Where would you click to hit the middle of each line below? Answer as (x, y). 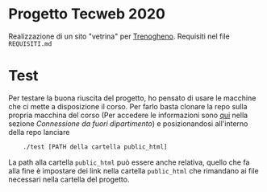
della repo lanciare (39, 132)
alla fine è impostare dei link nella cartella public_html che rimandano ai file (134, 170)
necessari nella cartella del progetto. (69, 179)
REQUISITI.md (30, 44)
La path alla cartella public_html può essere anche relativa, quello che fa (129, 162)
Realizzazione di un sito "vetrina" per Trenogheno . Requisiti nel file (119, 36)
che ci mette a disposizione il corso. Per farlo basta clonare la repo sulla (128, 106)
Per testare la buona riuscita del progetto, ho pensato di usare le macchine (132, 98)
